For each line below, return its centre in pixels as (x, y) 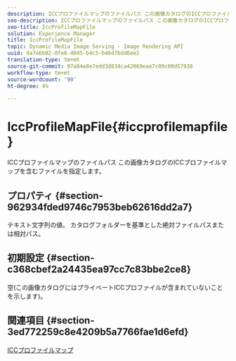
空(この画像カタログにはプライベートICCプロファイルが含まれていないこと (115, 287)
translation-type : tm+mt (44, 60)
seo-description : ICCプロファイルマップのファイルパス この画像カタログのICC (111, 20)
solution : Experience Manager (52, 33)
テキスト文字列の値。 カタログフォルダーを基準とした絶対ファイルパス (110, 225)
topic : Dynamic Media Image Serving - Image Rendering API (96, 47)
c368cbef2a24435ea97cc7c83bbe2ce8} (99, 270)
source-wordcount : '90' (42, 79)
